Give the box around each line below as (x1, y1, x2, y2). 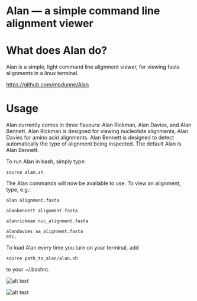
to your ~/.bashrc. (6, 266, 50, 273)
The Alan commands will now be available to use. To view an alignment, (6, 180, 181, 187)
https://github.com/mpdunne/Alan (6, 81, 89, 88)
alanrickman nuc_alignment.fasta (6, 218, 89, 224)
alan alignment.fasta (6, 198, 60, 203)
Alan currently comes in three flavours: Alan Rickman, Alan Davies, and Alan (6, 121, 192, 128)
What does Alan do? (6, 44, 108, 57)
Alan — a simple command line (6, 4, 160, 18)
